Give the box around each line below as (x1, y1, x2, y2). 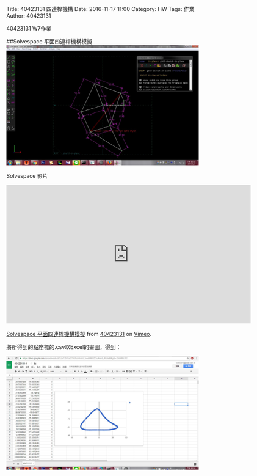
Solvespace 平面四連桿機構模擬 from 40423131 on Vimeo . (6, 330, 152, 337)
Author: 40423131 (6, 12, 51, 20)
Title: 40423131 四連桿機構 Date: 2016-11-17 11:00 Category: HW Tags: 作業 (6, 5, 195, 12)
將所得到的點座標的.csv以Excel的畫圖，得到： (6, 343, 121, 350)
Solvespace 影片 (6, 172, 48, 179)
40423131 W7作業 (6, 25, 52, 32)
